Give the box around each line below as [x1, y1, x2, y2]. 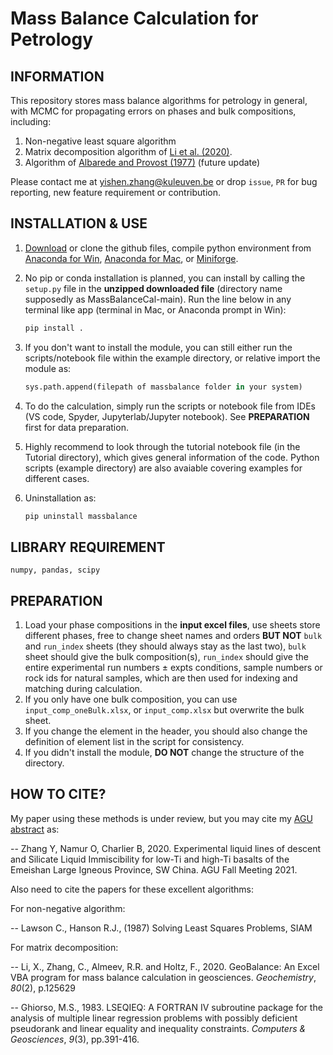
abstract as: [10, 823, 60, 835]
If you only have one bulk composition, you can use [24, 693, 238, 706]
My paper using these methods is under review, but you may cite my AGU [10, 812, 313, 824]
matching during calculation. [24, 683, 143, 695]
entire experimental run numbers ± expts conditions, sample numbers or [24, 662, 323, 674]
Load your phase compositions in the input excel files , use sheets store [24, 619, 321, 631]
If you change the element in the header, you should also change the [24, 725, 308, 737]
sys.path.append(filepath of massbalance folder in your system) [24, 382, 303, 392]
